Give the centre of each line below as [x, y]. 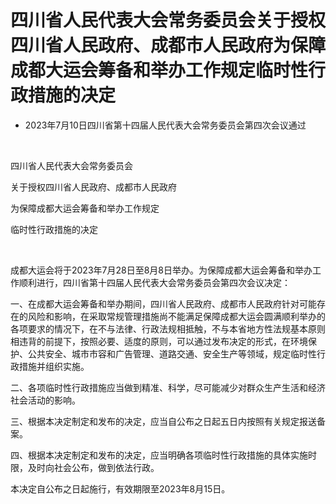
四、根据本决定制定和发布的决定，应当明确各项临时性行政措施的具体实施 [159, 455]
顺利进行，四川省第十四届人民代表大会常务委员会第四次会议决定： [154, 282]
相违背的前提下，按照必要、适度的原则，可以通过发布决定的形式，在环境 [159, 341]
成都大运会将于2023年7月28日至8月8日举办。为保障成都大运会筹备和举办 [161, 270]
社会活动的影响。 [45, 400]
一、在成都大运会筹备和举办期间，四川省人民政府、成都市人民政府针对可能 [163, 303]
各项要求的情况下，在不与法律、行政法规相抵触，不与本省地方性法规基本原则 [168, 328]
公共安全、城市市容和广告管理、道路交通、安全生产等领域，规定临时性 [172, 353]
